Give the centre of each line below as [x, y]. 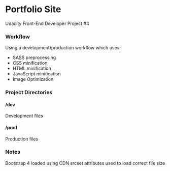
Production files [22, 139]
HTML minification [32, 68]
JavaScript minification [37, 74]
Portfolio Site [33, 9]
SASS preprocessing [34, 58]
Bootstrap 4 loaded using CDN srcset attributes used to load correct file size [85, 163]
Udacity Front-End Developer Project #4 [47, 23]
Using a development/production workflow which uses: [63, 48]
